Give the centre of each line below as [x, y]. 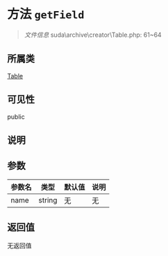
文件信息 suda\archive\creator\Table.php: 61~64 [93, 35]
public [16, 117]
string [48, 200]
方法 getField [46, 14]
